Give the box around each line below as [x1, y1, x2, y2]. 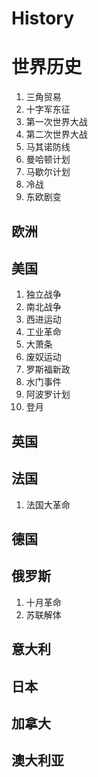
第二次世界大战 [25, 128, 88, 141]
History [11, 7, 75, 30]
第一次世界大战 [25, 116, 88, 128]
